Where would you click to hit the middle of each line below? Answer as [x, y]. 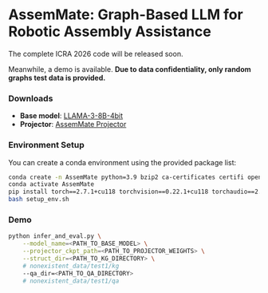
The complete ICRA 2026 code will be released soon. [96, 53]
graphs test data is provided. [57, 77]
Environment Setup [47, 145]
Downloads [31, 98]
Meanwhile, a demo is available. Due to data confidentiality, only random [130, 69]
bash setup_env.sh [39, 200]
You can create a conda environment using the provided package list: [122, 162]
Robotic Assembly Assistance [110, 32]
